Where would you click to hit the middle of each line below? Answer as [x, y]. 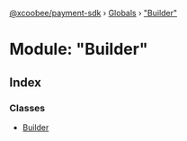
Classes [27, 108]
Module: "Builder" [79, 49]
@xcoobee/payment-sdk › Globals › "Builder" [93, 13]
